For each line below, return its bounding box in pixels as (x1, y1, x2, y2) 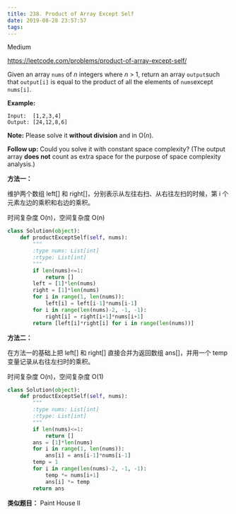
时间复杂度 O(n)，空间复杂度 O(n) (7, 214, 105, 222)
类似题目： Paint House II (7, 498, 81, 507)
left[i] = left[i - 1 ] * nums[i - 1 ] (45, 300, 138, 307)
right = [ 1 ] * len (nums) (33, 287, 100, 294)
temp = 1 (33, 459, 59, 466)
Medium (7, 43, 32, 52)
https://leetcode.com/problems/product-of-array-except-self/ (7, 57, 187, 65)
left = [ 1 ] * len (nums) (33, 280, 97, 287)
